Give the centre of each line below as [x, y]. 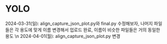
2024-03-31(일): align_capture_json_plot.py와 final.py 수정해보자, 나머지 [79, 23]
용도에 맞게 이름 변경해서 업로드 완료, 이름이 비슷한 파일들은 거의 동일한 [90, 30]
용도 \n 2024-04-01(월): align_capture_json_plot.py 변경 [63, 36]
